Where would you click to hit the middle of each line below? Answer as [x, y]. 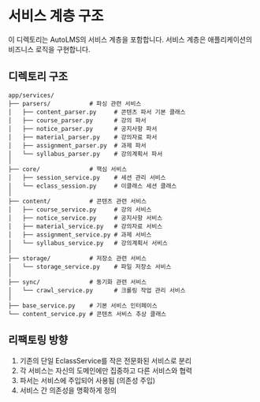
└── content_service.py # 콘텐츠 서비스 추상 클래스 [87, 314]
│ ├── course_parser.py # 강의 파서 [77, 120]
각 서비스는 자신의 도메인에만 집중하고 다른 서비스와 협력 [106, 370]
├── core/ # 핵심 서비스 [68, 169]
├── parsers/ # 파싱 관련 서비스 [75, 103]
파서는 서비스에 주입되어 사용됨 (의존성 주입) [87, 380]
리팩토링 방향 [38, 340]
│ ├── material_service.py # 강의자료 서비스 [85, 226]
